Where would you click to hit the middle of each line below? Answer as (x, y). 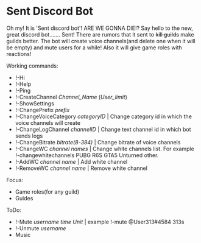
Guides (24, 198)
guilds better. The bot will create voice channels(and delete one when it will (101, 41)
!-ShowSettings (35, 103)
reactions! (19, 54)
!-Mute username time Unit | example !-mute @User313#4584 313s (100, 222)
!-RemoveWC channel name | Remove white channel (81, 168)
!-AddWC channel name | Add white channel (71, 161)
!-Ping (23, 90)
